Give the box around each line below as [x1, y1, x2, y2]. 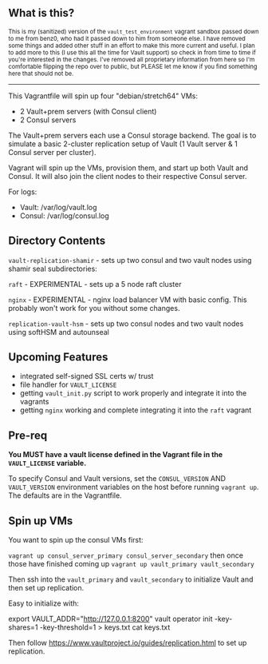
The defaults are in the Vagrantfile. [8, 491, 122, 500]
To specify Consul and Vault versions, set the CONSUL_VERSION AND [8, 474, 226, 483]
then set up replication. [8, 583, 85, 593]
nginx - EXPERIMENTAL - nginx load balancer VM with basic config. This [8, 295, 247, 304]
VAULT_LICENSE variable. [8, 459, 87, 468]
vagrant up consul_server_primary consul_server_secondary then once [8, 551, 243, 560]
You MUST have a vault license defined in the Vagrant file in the [8, 450, 223, 459]
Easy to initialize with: [8, 598, 80, 608]
